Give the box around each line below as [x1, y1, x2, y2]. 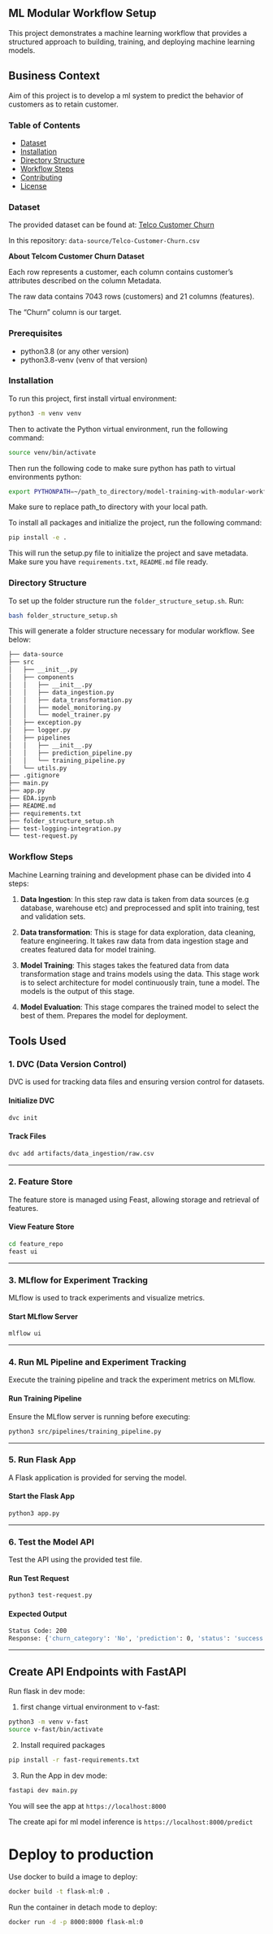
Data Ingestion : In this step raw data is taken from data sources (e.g [19, 894, 249, 904]
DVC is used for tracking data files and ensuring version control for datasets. [8, 1077, 265, 1087]
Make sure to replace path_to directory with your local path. [8, 502, 209, 512]
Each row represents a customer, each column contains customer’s [8, 268, 234, 277]
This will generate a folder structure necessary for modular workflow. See [8, 626, 255, 636]
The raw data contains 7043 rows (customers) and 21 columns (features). [8, 292, 255, 302]
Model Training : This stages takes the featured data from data [19, 960, 230, 970]
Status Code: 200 [8, 1627, 67, 1636]
